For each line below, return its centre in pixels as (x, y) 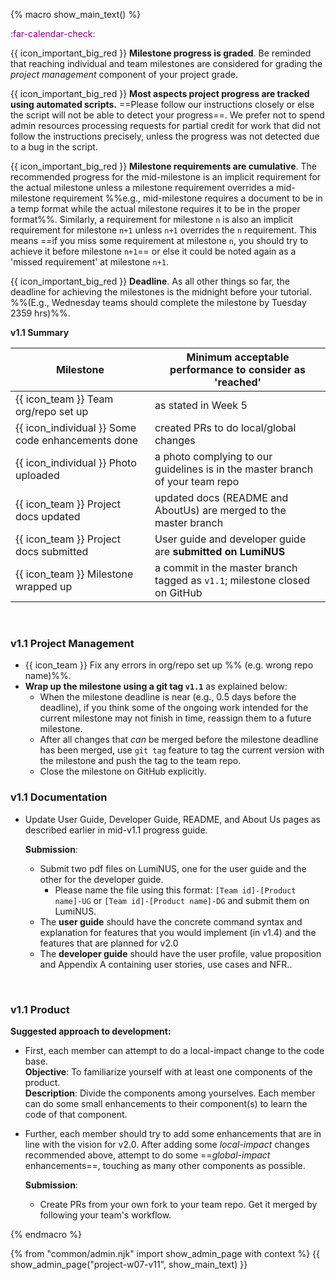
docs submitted (52, 551)
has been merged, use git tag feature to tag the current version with (182, 750)
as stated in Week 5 (201, 405)
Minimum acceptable (238, 357)
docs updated (48, 516)
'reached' (238, 382)
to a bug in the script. (54, 147)
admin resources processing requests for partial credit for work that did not (165, 125)
